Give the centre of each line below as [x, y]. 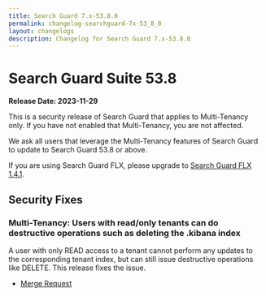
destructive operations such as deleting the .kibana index [125, 233]
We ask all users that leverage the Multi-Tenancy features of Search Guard [133, 141]
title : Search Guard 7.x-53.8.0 [63, 16]
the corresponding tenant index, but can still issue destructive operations [131, 259]
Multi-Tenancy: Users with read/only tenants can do [113, 222]
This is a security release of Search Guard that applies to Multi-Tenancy [129, 117]
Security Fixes [46, 199]
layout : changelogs [41, 31]
